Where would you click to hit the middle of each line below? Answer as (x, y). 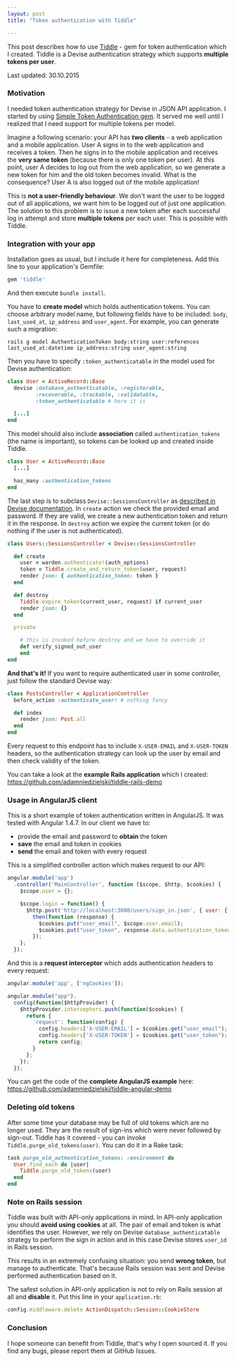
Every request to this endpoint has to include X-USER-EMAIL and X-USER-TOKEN (118, 746)
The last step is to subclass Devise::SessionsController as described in (111, 501)
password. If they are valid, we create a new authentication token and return (118, 516)
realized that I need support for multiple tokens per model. (91, 123)
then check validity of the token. (54, 761)
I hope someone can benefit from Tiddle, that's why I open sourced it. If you (117, 1343)
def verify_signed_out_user (61, 647)
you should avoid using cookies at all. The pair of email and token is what (114, 1225)
